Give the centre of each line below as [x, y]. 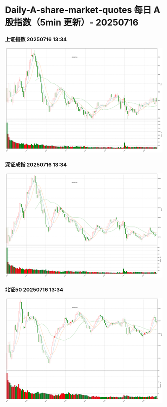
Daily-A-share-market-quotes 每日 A [83, 10]
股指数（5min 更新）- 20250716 [72, 23]
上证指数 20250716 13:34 [36, 39]
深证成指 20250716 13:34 [36, 164]
